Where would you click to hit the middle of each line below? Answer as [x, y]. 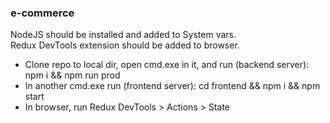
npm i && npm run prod [72, 75]
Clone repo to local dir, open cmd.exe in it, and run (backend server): [167, 65]
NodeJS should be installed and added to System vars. [123, 35]
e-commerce [42, 13]
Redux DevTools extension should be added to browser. [125, 45]
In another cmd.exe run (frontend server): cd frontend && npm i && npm [172, 86]
